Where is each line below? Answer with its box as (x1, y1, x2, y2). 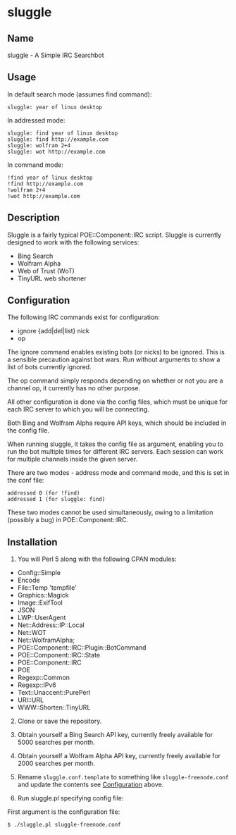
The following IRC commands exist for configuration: (7, 313, 161, 321)
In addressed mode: (7, 116, 66, 124)
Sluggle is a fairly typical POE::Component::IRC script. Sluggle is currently (7, 230, 222, 239)
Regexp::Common (17, 674, 70, 682)
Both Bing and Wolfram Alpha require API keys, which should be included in (7, 419, 227, 427)
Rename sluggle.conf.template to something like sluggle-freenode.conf (17, 773, 229, 781)
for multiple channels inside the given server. (7, 455, 138, 464)
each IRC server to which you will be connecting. (7, 405, 149, 414)
